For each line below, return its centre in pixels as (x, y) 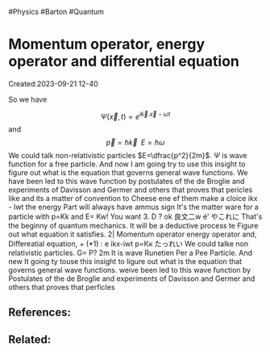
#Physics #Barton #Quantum (56, 12)
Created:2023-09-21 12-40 (53, 83)
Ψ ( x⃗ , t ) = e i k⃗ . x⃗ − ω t (135, 115)
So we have (28, 99)
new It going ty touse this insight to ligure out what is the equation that (125, 261)
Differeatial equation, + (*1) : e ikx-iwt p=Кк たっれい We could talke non (129, 243)
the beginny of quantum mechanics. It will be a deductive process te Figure (133, 225)
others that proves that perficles (62, 287)
